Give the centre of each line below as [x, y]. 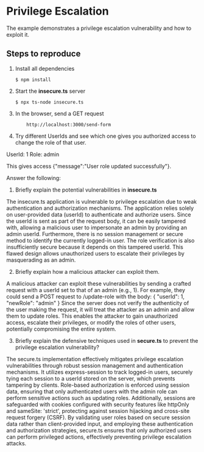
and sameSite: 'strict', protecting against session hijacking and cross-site [98, 411]
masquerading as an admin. [41, 260]
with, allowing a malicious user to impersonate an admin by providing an [97, 228]
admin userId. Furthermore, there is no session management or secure [95, 234]
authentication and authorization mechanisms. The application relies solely [100, 208]
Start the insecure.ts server [50, 91]
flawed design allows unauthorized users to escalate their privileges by [95, 253]
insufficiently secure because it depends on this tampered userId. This [95, 247]
